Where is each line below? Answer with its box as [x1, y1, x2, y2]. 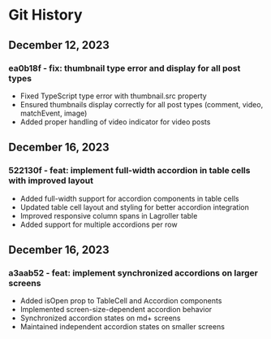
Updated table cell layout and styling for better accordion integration [19, 202, 249, 212]
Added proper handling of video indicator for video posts [19, 116, 211, 127]
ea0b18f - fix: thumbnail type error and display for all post [8, 63, 241, 74]
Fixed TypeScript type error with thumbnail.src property [19, 91, 207, 101]
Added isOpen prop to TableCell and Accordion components [19, 296, 222, 306]
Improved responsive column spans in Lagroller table [19, 211, 198, 220]
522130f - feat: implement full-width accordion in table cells [8, 165, 251, 176]
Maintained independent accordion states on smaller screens [19, 322, 226, 332]
